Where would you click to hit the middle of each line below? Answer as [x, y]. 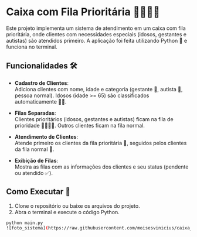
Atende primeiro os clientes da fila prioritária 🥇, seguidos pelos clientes [101, 143]
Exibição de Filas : [36, 160]
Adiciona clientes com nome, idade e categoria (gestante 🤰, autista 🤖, [98, 89]
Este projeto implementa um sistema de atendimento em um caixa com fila [96, 28]
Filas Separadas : [35, 113]
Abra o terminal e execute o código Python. [67, 212]
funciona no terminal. [32, 47]
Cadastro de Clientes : [42, 83]
